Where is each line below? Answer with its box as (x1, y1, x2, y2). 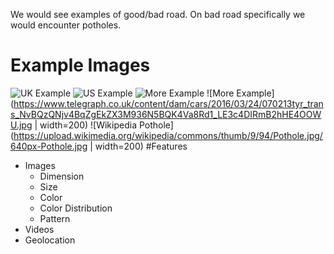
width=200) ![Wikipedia (39, 119, 138, 131)
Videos (24, 223, 55, 235)
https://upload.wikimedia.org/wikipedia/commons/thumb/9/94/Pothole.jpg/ (13, 129, 323, 141)
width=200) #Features (94, 140, 188, 152)
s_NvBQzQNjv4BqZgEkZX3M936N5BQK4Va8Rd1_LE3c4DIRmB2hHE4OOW (10, 108, 322, 120)
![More (206, 87, 235, 99)
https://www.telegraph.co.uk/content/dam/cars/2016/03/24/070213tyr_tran (13, 97, 324, 109)
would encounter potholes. (10, 19, 122, 31)
